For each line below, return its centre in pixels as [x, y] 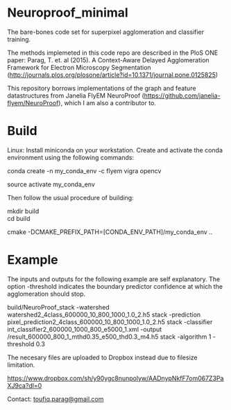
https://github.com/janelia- [182, 96]
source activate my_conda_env [51, 184]
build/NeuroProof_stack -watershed [58, 307]
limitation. [21, 364]
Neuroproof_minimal [68, 13]
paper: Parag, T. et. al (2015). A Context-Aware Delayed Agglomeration [108, 60]
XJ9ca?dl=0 [25, 385]
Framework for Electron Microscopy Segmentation [79, 67]
